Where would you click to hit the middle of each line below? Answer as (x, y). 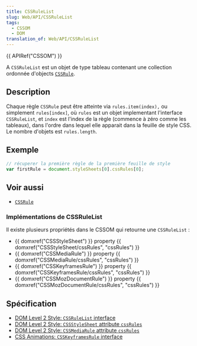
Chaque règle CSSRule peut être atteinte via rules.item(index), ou (87, 106)
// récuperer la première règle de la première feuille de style (88, 164)
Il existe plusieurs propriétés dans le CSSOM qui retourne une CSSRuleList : (98, 230)
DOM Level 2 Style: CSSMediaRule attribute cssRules (77, 331)
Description (28, 92)
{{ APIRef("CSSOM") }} (34, 56)
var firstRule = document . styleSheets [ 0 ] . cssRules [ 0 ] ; (75, 169)
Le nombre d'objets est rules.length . (52, 131)
